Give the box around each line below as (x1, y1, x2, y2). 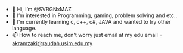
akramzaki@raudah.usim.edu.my (11, 40, 93, 47)
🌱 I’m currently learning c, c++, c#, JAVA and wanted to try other (11, 18, 171, 25)
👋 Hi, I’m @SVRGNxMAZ (11, 6, 72, 13)
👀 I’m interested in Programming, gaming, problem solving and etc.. (11, 12, 178, 19)
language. (11, 24, 37, 32)
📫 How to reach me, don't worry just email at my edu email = (11, 32, 163, 38)
